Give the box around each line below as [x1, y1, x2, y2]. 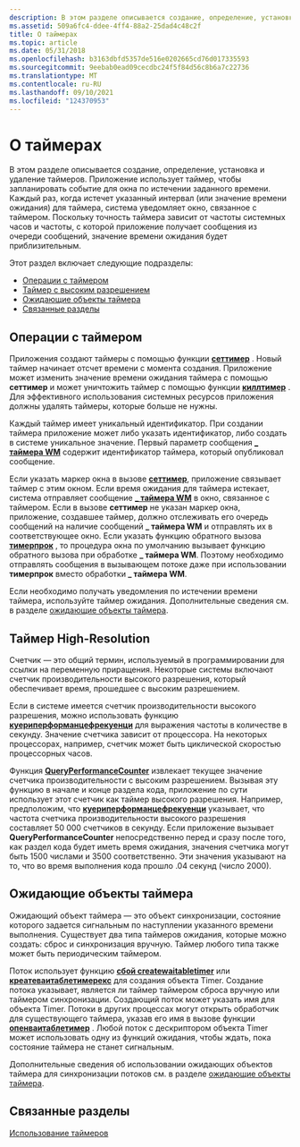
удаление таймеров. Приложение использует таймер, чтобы [9, 174, 242, 184]
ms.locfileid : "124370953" [9, 96, 110, 106]
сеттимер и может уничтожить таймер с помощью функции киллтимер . [9, 382, 291, 393]
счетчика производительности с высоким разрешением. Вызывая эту [9, 775, 279, 786]
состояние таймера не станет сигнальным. [9, 1041, 175, 1052]
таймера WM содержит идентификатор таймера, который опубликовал [9, 446, 284, 457]
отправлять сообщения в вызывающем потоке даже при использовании [9, 559, 287, 570]
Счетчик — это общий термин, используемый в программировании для [9, 654, 285, 665]
